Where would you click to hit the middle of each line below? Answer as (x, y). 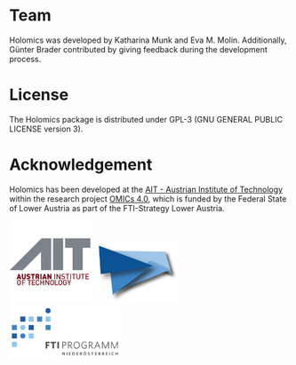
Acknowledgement (81, 165)
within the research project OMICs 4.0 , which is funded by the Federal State (148, 198)
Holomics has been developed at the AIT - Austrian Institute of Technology (146, 189)
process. (25, 59)
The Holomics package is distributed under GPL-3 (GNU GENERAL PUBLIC (146, 119)
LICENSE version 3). (46, 129)
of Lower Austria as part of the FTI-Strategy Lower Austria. (117, 208)
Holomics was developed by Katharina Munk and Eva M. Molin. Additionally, (148, 40)
